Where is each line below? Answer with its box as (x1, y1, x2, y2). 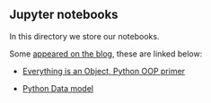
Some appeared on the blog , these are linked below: (9, 48, 203, 59)
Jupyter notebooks (9, 7, 119, 22)
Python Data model (22, 82, 94, 93)
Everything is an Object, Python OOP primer (22, 65, 186, 76)
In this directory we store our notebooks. (9, 30, 160, 41)
